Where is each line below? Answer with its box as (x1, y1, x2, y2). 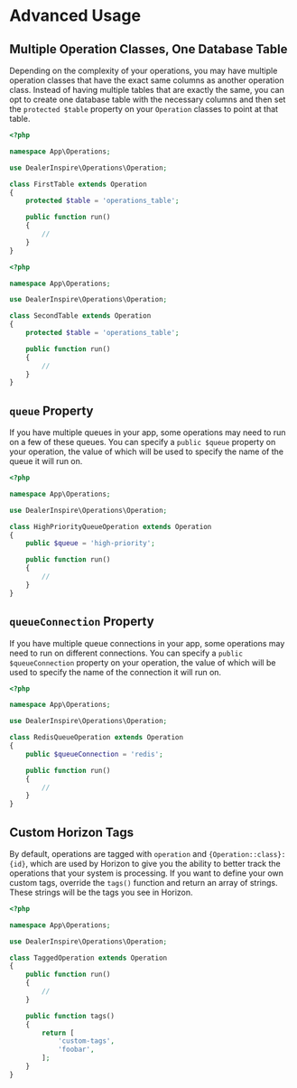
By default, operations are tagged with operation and (9, 848, 208, 859)
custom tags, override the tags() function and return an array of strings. (9, 877, 278, 888)
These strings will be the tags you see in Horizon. (9, 887, 193, 897)
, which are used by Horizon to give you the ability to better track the (25, 858, 282, 869)
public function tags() (25, 1011, 116, 1020)
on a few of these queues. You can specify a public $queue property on (9, 437, 276, 448)
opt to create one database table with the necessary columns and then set (9, 94, 286, 105)
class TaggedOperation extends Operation (9, 953, 168, 962)
